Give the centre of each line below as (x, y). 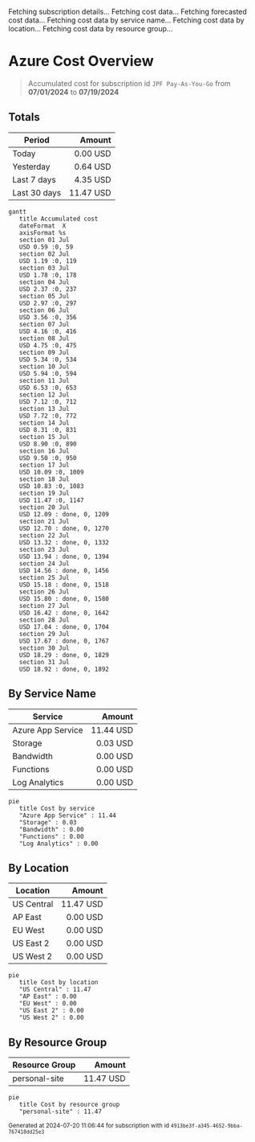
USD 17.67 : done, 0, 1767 (64, 641)
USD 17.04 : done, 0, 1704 (64, 626)
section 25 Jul (44, 577)
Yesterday (31, 166)
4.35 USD (93, 179)
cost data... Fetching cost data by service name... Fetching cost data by (126, 20)
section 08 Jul (44, 338)
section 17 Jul (44, 465)
